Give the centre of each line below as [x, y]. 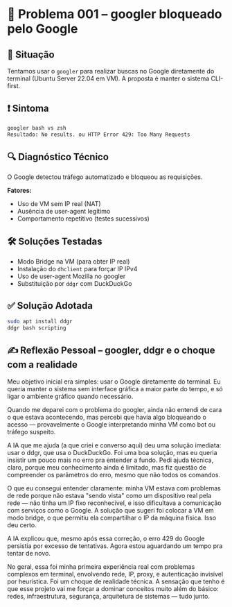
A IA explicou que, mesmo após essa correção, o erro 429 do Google [106, 538]
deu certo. [22, 525]
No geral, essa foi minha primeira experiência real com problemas [101, 566]
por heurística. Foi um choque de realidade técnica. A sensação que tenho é [116, 581]
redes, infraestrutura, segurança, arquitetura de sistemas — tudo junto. [108, 596]
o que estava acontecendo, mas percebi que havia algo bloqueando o [107, 417]
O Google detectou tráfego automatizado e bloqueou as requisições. [105, 177]
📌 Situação [31, 54]
